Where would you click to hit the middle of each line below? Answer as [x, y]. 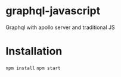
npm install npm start [33, 68]
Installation [34, 51]
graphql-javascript [53, 11]
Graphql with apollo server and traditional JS [61, 27]
